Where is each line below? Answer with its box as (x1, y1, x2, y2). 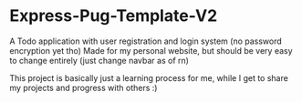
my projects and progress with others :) (9, 82, 158, 93)
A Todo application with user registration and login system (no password (9, 36, 283, 46)
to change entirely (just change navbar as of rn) (9, 55, 190, 66)
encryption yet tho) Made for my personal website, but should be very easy (9, 45, 294, 56)
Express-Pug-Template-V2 (9, 5, 218, 26)
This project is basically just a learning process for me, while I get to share (9, 72, 289, 83)
